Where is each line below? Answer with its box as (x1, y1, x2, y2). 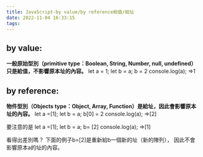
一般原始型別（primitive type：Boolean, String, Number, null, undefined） (6, 60, 197, 67)
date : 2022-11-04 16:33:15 (6, 15, 75, 21)
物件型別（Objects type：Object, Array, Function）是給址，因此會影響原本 (6, 103, 197, 110)
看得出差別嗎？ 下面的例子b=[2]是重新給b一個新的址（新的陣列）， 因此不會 (6, 136, 196, 144)
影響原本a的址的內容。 (6, 144, 63, 151)
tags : (6, 20, 20, 26)
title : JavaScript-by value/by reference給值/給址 (6, 9, 135, 15)
